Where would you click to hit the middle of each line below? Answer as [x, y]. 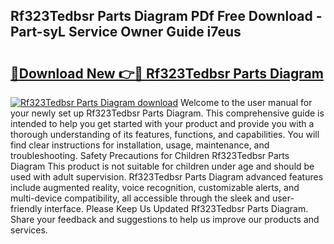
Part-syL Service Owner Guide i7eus [126, 32]
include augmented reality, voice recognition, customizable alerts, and [155, 187]
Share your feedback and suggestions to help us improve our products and [165, 219]
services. [29, 230]
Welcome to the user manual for [246, 102]
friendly [26, 208]
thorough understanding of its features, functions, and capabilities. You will [165, 134]
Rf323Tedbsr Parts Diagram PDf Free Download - [166, 16]
